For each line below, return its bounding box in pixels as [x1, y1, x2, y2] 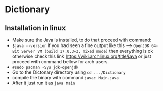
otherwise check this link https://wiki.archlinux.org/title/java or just [12, 53, 152, 59]
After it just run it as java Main [12, 80, 75, 86]
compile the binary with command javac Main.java [12, 75, 119, 80]
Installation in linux [5, 24, 67, 32]
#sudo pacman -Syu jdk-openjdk [12, 65, 79, 70]
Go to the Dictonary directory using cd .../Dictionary [12, 69, 126, 75]
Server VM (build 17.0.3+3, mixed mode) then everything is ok [21, 48, 153, 54]
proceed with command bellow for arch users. [12, 59, 109, 64]
